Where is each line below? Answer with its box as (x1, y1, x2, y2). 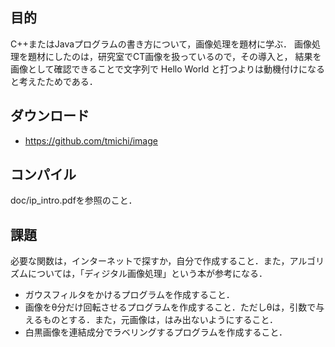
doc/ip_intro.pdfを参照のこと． (10, 194, 138, 207)
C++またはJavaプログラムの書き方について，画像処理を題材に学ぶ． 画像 (10, 38, 312, 50)
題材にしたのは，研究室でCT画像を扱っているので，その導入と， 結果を (27, 50, 322, 62)
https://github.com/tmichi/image (24, 134, 158, 147)
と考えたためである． (10, 75, 98, 87)
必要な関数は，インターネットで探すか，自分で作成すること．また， (10, 255, 290, 267)
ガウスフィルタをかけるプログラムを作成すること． (24, 289, 235, 301)
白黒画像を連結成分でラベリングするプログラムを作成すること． (24, 326, 288, 338)
